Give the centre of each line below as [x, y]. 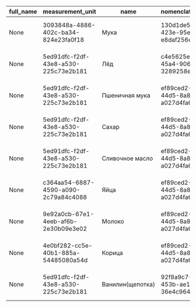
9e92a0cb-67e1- [69, 214]
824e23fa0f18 [64, 40]
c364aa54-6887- [69, 183]
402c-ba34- [61, 33]
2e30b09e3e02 [65, 229]
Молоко [113, 221]
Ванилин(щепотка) [129, 284]
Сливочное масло [127, 158]
